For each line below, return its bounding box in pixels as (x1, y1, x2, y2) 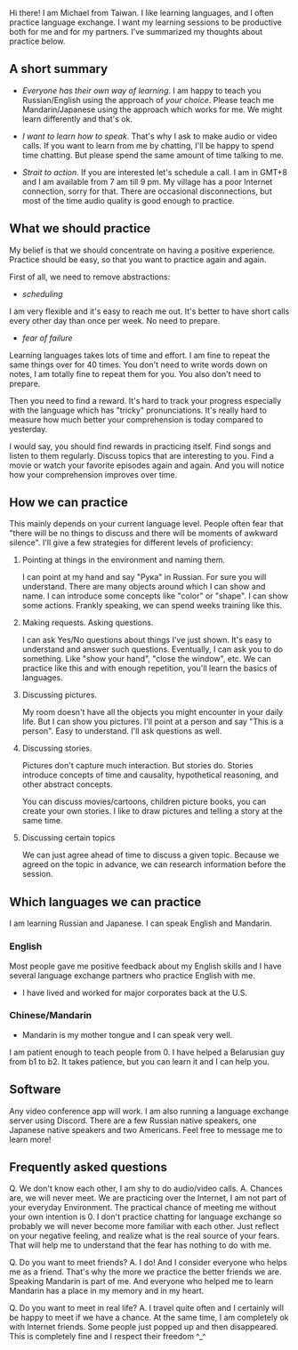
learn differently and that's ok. (21, 113, 133, 124)
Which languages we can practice (9, 894, 202, 910)
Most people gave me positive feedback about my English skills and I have (9, 960, 282, 971)
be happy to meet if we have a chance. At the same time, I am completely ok (9, 1312, 289, 1323)
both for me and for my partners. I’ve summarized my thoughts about (9, 27, 263, 36)
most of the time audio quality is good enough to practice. (21, 195, 235, 205)
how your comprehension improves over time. (9, 469, 178, 479)
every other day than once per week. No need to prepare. (9, 315, 221, 325)
